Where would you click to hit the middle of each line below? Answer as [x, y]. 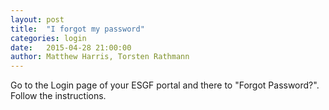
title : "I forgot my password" [77, 29]
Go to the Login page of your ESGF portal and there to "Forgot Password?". [165, 85]
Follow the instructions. [58, 96]
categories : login [48, 38]
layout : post [37, 19]
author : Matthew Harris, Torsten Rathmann [100, 57]
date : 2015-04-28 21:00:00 [71, 47]
